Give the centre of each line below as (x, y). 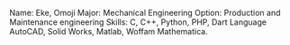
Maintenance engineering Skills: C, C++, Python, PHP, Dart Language (138, 22)
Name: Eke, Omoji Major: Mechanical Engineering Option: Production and (145, 13)
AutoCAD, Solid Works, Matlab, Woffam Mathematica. (109, 31)
